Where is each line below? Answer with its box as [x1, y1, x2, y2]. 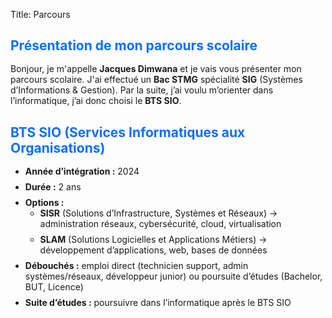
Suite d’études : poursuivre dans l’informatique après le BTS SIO [24, 296, 292, 308]
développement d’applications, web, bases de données [39, 244, 268, 256]
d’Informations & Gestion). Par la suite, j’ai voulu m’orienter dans [10, 84, 274, 96]
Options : [24, 196, 65, 208]
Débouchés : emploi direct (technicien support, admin [24, 259, 249, 271]
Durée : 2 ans [24, 180, 82, 193]
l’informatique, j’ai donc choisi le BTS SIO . [10, 95, 182, 107]
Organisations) [10, 139, 106, 156]
